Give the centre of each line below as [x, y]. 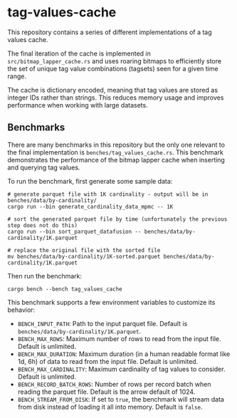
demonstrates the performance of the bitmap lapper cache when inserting [116, 160]
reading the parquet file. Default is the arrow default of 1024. [106, 392]
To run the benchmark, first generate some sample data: [90, 181]
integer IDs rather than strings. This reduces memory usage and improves [116, 98]
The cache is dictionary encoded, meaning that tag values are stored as [113, 90]
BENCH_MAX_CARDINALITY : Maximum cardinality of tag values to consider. [121, 369]
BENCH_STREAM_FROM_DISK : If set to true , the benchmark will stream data [121, 399]
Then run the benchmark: [45, 276]
